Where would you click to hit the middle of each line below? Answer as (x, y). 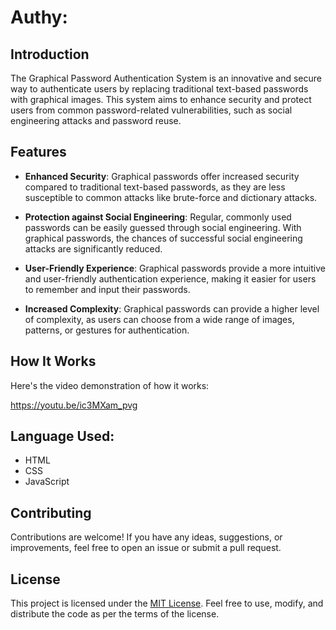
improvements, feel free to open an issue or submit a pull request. (146, 548)
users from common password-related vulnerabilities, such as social (151, 110)
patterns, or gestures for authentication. (107, 330)
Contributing (51, 512)
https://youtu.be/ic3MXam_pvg (74, 405)
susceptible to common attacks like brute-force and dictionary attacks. (171, 197)
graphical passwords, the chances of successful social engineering (163, 238)
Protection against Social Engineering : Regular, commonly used (158, 217)
